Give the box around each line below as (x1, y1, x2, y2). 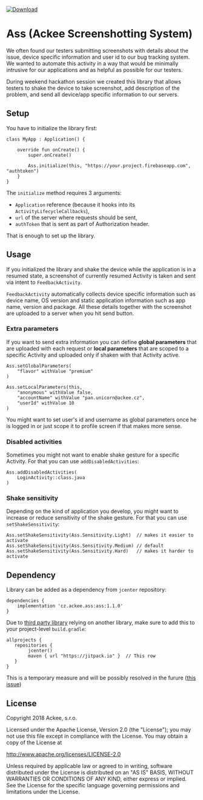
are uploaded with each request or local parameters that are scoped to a (6, 345, 189, 352)
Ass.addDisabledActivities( (6, 469, 78, 475)
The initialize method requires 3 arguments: (6, 189, 122, 196)
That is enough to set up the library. (6, 232, 96, 239)
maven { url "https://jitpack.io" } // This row (28, 653, 156, 660)
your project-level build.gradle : (6, 626, 87, 633)
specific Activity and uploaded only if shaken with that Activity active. (6, 351, 180, 359)
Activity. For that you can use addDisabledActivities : (6, 458, 139, 465)
